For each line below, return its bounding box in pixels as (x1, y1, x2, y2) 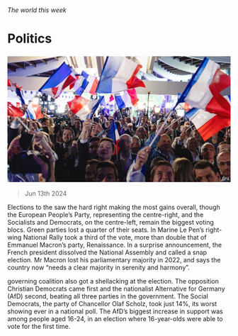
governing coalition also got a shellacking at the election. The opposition (7, 276, 220, 285)
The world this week (7, 6, 67, 14)
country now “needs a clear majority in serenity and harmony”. (7, 263, 190, 271)
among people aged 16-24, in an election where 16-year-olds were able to (7, 314, 223, 323)
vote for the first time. (7, 322, 71, 330)
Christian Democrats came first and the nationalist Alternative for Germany (7, 284, 225, 293)
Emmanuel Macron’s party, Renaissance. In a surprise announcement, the (7, 240, 222, 249)
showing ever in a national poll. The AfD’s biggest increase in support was (7, 307, 223, 315)
